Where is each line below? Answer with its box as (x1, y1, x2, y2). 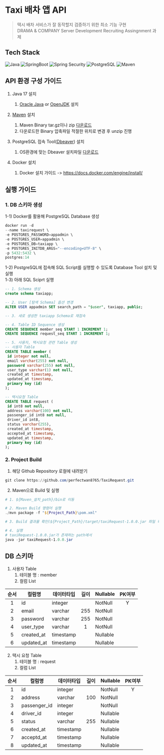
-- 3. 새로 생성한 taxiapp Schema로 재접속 (5, 313, 86, 318)
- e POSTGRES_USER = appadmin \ (5, 237, 64, 242)
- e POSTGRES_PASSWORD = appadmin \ (5, 232, 73, 237)
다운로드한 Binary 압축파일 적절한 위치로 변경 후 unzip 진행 (19, 128, 132, 134)
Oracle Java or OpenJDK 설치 (19, 101, 79, 107)
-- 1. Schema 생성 (5, 287, 41, 292)
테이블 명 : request (19, 658, 56, 664)
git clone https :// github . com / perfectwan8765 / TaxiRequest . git (5, 478, 134, 483)
